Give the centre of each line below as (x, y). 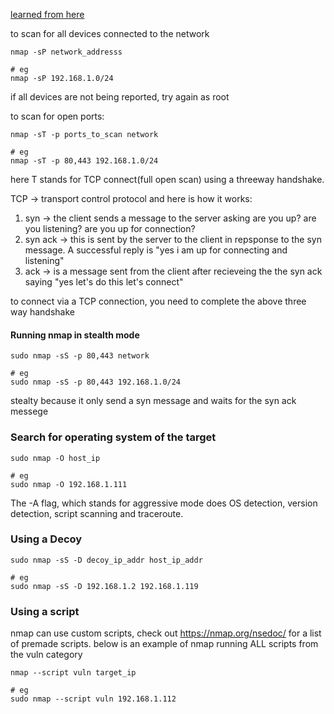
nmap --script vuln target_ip (73, 673)
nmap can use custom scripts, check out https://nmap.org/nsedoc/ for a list (166, 633)
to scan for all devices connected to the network (110, 33)
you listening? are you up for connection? (110, 228)
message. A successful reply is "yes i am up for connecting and (156, 250)
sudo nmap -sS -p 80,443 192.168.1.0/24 (96, 382)
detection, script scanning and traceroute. (97, 513)
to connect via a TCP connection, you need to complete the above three (158, 301)
